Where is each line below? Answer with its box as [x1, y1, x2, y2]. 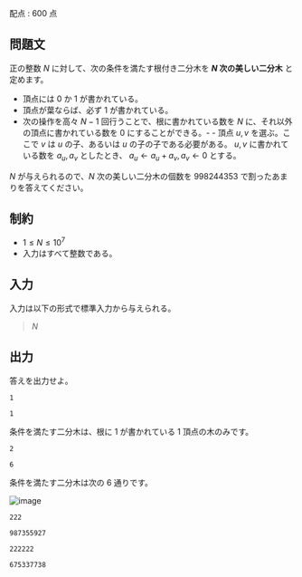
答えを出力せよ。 [9, 375, 73, 386]
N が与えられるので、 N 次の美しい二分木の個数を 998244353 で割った [9, 170, 273, 181]
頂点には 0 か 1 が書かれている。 [22, 93, 143, 104]
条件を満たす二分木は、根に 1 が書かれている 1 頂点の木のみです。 [9, 426, 254, 437]
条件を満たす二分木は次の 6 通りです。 [9, 476, 154, 487]
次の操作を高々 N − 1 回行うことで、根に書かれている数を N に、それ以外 [22, 116, 293, 127]
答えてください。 [24, 182, 89, 193]
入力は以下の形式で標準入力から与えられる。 [9, 303, 176, 313]
